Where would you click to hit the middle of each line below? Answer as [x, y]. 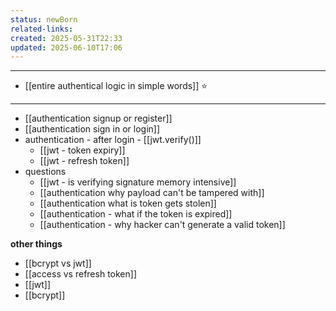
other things [36, 244]
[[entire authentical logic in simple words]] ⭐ [116, 86]
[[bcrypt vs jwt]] [58, 263]
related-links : [42, 29]
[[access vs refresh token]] [80, 274]
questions [45, 172]
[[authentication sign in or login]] [92, 129]
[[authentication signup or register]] [98, 118]
